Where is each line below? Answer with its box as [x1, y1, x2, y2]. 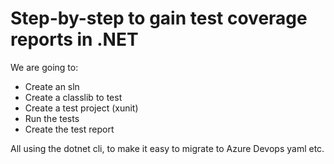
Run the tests [24, 112, 80, 124]
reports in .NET [10, 28, 139, 51]
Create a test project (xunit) [24, 102, 139, 114]
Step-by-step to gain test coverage [10, 7, 308, 30]
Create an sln [24, 80, 80, 92]
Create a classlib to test [24, 91, 123, 103]
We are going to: [10, 61, 79, 73]
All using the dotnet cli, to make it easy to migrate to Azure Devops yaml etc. [10, 142, 325, 154]
